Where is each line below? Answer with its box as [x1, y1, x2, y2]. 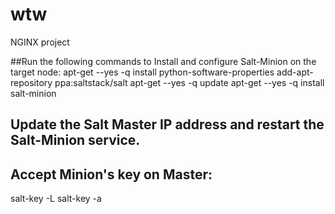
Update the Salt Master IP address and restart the [10, 116, 325, 133]
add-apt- [276, 66, 314, 78]
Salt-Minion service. [10, 132, 141, 149]
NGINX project [10, 36, 70, 48]
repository [10, 76, 53, 88]
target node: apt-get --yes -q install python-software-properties [10, 66, 275, 78]
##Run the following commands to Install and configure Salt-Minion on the [10, 55, 317, 67]
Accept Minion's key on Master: [10, 166, 213, 183]
